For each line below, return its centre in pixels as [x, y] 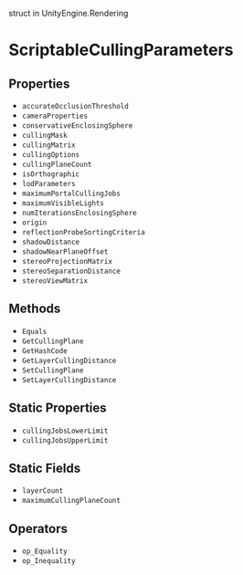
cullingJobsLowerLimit [65, 431]
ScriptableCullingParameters [121, 50]
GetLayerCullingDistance [69, 361]
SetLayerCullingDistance [69, 380]
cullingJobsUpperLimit [65, 440]
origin [34, 223]
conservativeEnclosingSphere [77, 126]
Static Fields [45, 469]
